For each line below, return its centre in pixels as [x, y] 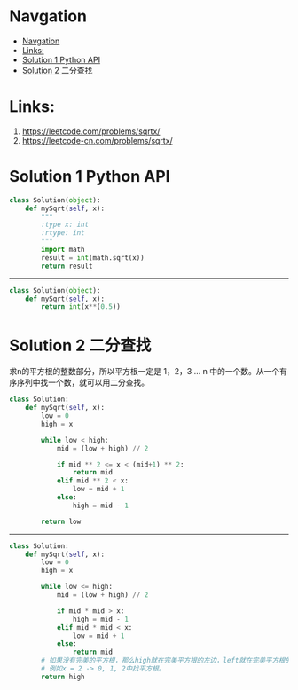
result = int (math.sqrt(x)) [93, 258]
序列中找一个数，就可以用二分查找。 [82, 382]
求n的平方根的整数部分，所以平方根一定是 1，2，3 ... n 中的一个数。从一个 [145, 372]
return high [63, 677]
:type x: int [65, 225]
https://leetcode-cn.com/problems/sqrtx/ [97, 140]
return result [67, 266]
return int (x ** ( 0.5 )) [81, 307]
